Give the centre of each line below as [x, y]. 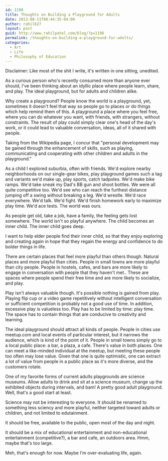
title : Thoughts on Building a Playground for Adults [63, 15]
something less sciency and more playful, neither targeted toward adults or [83, 408]
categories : [18, 43]
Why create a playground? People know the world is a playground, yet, [78, 101]
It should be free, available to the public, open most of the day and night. [80, 423]
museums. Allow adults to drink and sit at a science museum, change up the [84, 382]
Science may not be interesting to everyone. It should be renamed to [76, 402]
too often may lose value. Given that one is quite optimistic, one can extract [83, 356]
